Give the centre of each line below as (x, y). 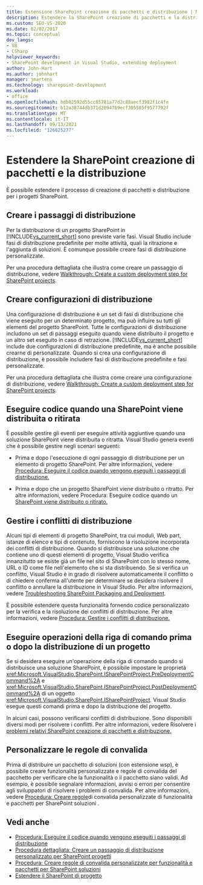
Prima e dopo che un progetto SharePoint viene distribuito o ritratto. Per (105, 489)
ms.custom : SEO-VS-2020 (36, 23)
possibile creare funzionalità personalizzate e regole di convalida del (92, 771)
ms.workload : (23, 91)
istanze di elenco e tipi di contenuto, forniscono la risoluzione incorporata (98, 542)
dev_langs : (20, 40)
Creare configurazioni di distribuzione (79, 300)
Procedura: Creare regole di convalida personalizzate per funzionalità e (104, 863)
